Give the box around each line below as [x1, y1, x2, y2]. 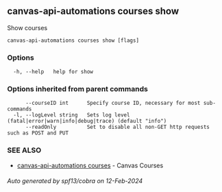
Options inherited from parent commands [7, 84, 149, 94]
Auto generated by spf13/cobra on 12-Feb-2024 [7, 177, 143, 185]
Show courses [7, 23, 48, 32]
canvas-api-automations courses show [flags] [7, 37, 139, 44]
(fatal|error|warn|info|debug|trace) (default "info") [7, 118, 167, 125]
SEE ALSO [7, 145, 42, 155]
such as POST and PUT [7, 130, 69, 136]
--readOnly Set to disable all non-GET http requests [25, 123, 210, 131]
